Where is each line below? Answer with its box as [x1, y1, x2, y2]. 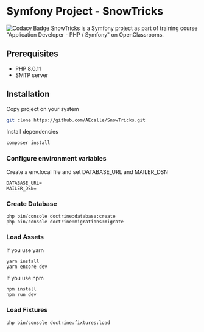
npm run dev [6, 292, 37, 298]
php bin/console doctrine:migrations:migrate [6, 218, 124, 225]
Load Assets [6, 233, 44, 241]
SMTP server [15, 71, 49, 79]
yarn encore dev [6, 264, 47, 270]
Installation [6, 89, 50, 99]
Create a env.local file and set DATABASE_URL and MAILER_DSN [6, 168, 169, 175]
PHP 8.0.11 [15, 65, 41, 72]
